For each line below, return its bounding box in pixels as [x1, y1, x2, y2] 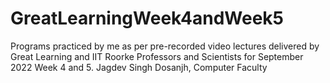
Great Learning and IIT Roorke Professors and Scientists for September [10, 50, 304, 62]
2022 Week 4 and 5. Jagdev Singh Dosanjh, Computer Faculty [10, 61, 268, 73]
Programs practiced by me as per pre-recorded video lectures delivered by [10, 40, 320, 52]
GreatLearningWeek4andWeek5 [10, 7, 284, 30]
